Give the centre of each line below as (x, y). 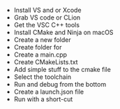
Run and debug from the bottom (60, 84)
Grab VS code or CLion (47, 17)
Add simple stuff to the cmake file (62, 70)
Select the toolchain (43, 77)
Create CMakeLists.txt (46, 62)
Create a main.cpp (40, 54)
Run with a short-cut (43, 99)
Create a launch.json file (49, 92)
